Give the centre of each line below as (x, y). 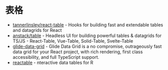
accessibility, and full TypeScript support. (56, 57)
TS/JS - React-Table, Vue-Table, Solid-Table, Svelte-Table (73, 41)
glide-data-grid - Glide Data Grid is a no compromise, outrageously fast (87, 46)
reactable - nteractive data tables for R (53, 62)
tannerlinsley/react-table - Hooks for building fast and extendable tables (88, 25)
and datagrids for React (37, 30)
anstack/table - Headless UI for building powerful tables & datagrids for (87, 36)
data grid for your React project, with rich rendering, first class (78, 52)
